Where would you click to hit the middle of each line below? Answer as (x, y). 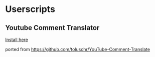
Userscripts (30, 9)
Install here (17, 39)
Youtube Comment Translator (52, 28)
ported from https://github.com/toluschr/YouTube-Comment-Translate (78, 49)
